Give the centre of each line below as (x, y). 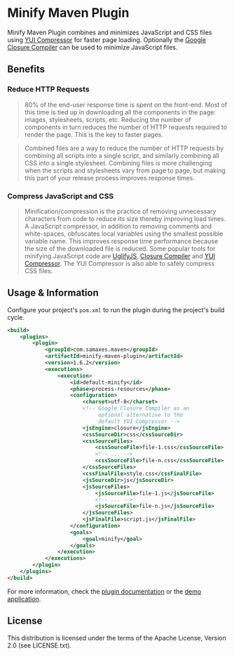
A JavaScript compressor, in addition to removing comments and (118, 226)
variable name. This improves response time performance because (121, 241)
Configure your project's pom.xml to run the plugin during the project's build (116, 309)
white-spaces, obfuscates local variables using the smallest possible (124, 234)
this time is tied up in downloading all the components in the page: (120, 112)
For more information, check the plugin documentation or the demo (104, 591)
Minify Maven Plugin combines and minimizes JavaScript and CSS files (110, 32)
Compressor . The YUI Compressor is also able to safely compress (119, 263)
